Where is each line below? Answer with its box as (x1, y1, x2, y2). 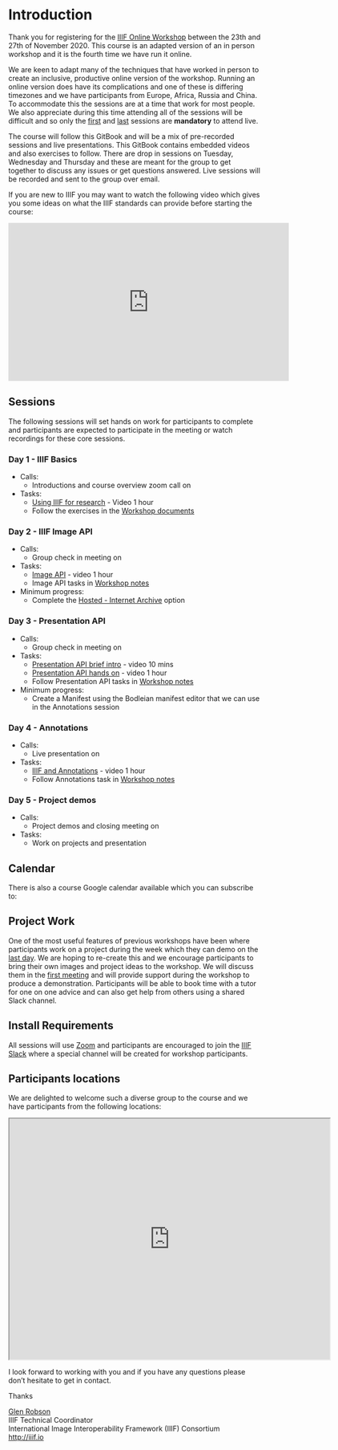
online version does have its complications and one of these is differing (8, 82, 243, 92)
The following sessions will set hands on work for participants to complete (8, 416, 254, 426)
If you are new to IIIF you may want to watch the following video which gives (8, 189, 260, 199)
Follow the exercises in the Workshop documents (31, 506, 195, 515)
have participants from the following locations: (8, 1102, 162, 1111)
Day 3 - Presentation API (8, 616, 106, 627)
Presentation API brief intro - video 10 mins (31, 659, 174, 669)
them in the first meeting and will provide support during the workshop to (8, 970, 250, 980)
